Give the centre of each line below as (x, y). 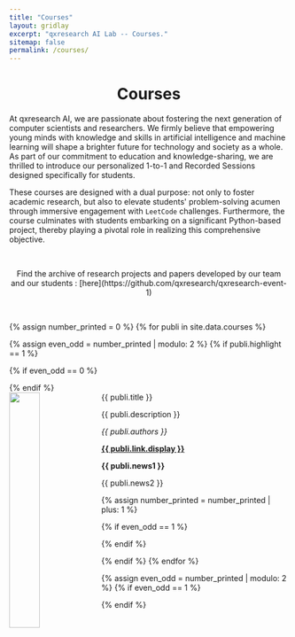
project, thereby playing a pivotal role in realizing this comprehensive (135, 230)
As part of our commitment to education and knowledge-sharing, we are (141, 157)
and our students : (44, 284)
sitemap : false (37, 42)
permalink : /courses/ (49, 50)
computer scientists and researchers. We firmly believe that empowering (142, 128)
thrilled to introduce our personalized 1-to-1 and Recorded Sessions (132, 166)
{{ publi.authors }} (135, 431)
